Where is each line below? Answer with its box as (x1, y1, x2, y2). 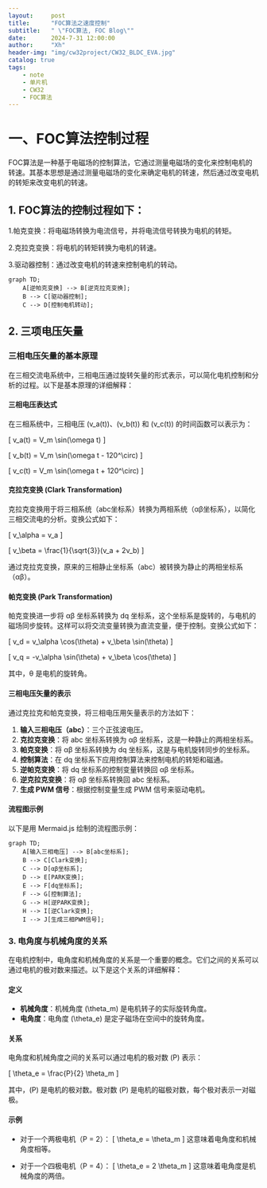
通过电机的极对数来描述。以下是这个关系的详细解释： (8, 965, 183, 974)
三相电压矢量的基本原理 (8, 351, 98, 362)
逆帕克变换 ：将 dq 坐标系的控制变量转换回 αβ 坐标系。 (19, 764, 199, 774)
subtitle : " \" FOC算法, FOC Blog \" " (8, 26, 134, 34)
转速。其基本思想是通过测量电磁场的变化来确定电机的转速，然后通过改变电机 (8, 168, 259, 178)
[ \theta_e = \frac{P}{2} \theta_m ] (8, 1068, 119, 1078)
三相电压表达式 (8, 400, 57, 410)
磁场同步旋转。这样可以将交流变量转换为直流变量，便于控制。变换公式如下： (8, 621, 259, 630)
